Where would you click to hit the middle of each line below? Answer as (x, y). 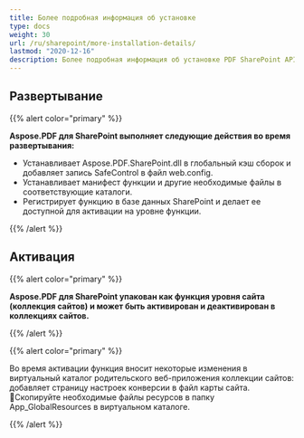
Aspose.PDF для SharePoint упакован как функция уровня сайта (137, 296)
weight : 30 (30, 34)
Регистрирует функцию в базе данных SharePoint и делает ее (142, 201)
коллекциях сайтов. (49, 315)
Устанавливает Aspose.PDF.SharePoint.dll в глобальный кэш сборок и (157, 163)
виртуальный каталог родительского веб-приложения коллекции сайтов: (152, 377)
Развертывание (56, 96)
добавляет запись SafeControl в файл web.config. (118, 172)
